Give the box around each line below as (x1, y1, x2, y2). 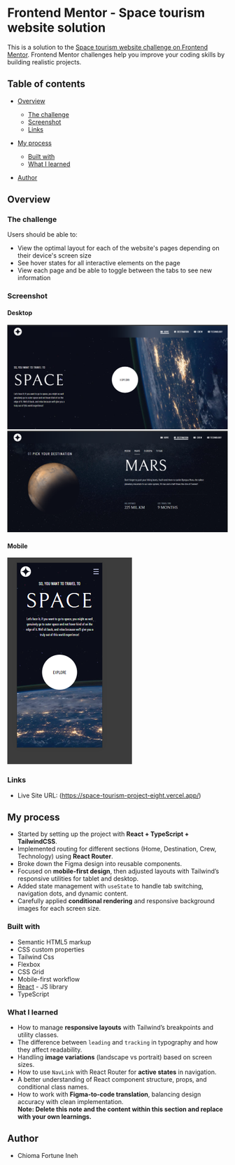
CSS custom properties (17, 945, 85, 954)
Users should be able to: (7, 230, 78, 239)
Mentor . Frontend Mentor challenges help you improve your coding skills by (7, 50, 225, 59)
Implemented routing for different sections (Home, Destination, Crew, (17, 845, 217, 853)
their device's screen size (17, 251, 92, 260)
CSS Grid (17, 968, 44, 976)
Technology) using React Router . (17, 852, 113, 860)
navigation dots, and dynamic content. (17, 889, 128, 898)
